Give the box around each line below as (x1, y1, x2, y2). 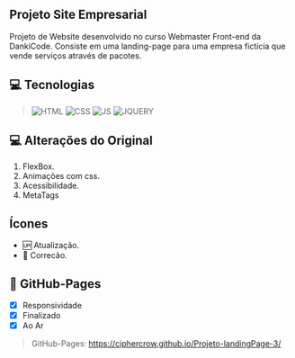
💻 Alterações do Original (9, 133, 153, 148)
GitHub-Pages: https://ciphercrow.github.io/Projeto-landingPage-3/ (31, 338, 282, 349)
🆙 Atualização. (22, 240, 80, 251)
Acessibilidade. (22, 180, 79, 192)
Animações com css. (22, 171, 101, 182)
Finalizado (22, 310, 61, 321)
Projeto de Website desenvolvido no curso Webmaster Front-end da (9, 31, 262, 41)
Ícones (9, 216, 49, 231)
